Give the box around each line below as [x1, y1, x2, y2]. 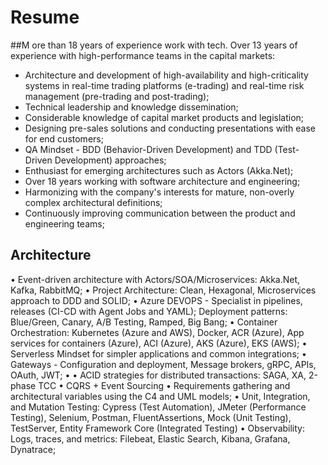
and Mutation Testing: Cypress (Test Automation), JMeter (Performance [10, 401, 307, 413]
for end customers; [24, 132, 104, 145]
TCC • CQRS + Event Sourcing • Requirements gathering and [38, 379, 291, 391]
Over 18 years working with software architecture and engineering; [24, 175, 301, 187]
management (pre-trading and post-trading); [24, 90, 210, 102]
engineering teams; [24, 217, 105, 230]
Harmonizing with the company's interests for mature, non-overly [24, 186, 295, 198]
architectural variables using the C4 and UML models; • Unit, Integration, [10, 390, 311, 402]
